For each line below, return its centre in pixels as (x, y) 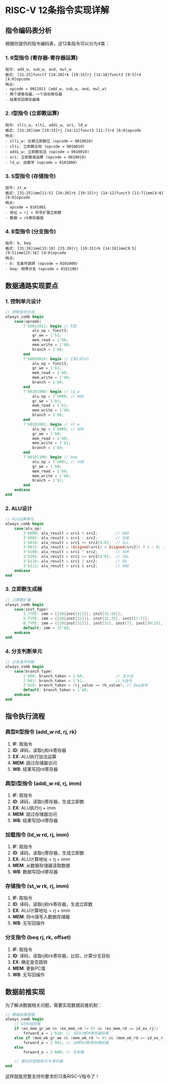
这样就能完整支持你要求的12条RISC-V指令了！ (52, 1076)
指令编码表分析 (28, 30)
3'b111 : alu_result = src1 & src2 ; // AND (76, 566)
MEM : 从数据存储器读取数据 (41, 865)
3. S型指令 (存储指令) (31, 176)
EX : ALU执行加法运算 (34, 756)
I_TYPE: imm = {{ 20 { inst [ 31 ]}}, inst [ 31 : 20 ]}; (73, 614)
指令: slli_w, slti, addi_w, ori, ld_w (46, 125)
